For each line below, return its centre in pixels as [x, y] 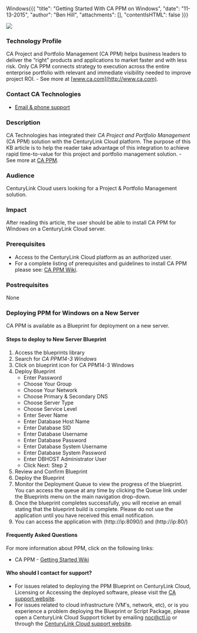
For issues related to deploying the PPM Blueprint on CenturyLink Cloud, [103, 586]
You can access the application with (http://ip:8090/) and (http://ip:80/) [101, 522]
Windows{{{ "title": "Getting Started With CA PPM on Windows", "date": [93, 9]
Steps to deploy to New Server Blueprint [56, 339]
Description [23, 122]
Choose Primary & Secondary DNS [65, 396]
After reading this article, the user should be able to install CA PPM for [91, 223]
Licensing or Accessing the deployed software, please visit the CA [95, 592]
